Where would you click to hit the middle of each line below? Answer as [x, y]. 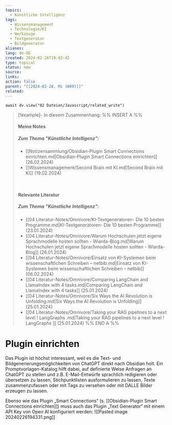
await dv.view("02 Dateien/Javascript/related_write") [65, 105]
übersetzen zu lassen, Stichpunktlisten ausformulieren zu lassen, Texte [80, 380]
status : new [18, 67]
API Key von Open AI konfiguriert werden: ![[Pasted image [67, 412]
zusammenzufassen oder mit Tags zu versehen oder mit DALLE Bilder [79, 385]
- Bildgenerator [27, 44]
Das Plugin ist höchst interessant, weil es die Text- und [63, 358]
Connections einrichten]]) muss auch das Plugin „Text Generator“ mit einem [85, 406]
